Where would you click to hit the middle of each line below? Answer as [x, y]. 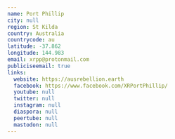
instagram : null [37, 105]
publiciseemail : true [39, 66]
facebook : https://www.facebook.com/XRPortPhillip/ [91, 86]
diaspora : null [36, 112]
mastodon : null [36, 125]
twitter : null [34, 99]
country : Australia [36, 33]
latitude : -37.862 [34, 46]
